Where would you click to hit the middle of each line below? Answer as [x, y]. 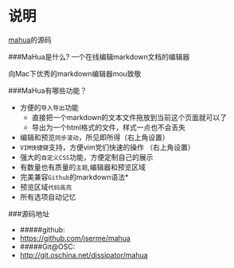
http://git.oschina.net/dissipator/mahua [84, 254]
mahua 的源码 [30, 40]
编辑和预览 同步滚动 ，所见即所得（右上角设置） [94, 137]
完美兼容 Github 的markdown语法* [74, 177]
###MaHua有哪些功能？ [48, 90]
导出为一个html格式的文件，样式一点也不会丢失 [109, 127]
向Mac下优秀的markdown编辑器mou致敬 [75, 73]
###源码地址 [29, 214]
